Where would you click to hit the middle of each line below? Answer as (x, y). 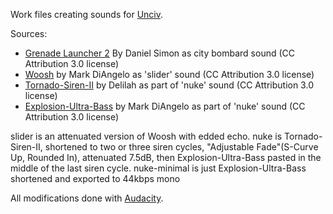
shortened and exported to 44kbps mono (95, 178)
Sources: (29, 33)
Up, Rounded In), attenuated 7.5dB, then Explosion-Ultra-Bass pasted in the (166, 157)
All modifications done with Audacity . (87, 198)
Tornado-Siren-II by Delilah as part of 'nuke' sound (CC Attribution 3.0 (169, 85)
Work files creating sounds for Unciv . (87, 14)
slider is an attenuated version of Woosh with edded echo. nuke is (146, 136)
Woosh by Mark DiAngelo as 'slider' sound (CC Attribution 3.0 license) (169, 74)
